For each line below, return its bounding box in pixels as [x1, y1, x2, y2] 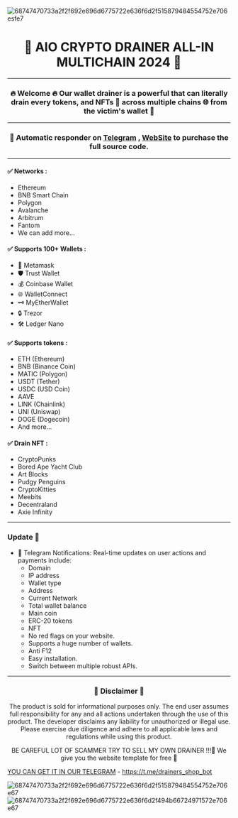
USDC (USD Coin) [17, 385, 71, 393]
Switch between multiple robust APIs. [28, 661, 138, 670]
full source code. [89, 142, 149, 152]
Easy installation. [28, 654, 78, 662]
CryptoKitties [17, 485, 57, 493]
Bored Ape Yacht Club [17, 462, 83, 471]
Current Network [28, 594, 78, 602]
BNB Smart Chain [17, 190, 69, 199]
